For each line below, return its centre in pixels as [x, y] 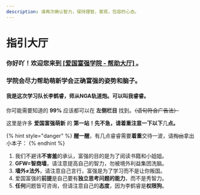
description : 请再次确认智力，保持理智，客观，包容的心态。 [73, 12]
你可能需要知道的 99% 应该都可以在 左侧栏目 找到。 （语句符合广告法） [93, 110]
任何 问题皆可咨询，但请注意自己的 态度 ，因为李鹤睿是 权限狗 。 [91, 185]
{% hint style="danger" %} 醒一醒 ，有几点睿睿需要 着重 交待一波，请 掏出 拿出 [100, 135]
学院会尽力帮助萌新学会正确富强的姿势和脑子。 [74, 81]
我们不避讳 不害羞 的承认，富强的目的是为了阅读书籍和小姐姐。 [91, 156]
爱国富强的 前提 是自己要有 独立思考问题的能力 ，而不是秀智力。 [91, 178]
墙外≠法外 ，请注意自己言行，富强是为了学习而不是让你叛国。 [90, 171]
